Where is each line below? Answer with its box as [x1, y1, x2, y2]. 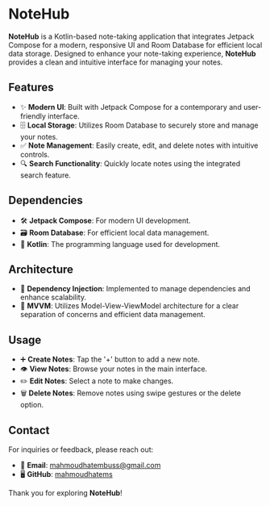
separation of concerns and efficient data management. [19, 310, 206, 320]
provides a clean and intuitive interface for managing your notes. [8, 57, 223, 67]
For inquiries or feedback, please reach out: [8, 445, 154, 454]
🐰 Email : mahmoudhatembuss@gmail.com [19, 461, 161, 470]
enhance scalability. [19, 292, 87, 303]
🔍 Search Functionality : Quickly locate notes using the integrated [19, 158, 241, 168]
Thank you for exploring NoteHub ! [8, 488, 123, 497]
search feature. [19, 170, 71, 180]
